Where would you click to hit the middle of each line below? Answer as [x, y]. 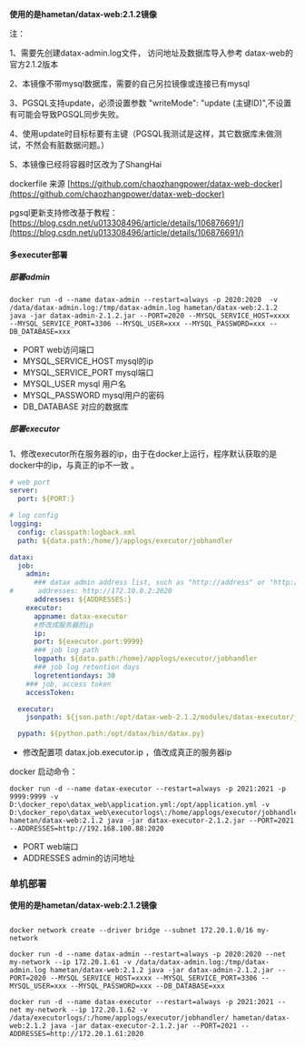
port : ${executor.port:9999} [89, 642]
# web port [30, 482]
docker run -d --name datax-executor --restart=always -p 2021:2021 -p [148, 789]
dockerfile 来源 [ [40, 184]
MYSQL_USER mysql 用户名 [74, 383]
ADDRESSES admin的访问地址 [79, 858]
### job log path [66, 650]
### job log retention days [87, 668]
